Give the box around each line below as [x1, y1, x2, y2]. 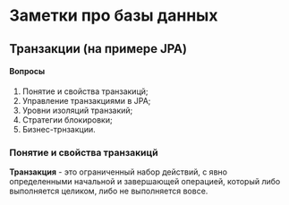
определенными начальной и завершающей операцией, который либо [9, 176, 281, 187]
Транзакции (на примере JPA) [9, 41, 188, 56]
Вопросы [9, 66, 46, 77]
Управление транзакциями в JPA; [21, 95, 151, 106]
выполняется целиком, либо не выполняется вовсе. [9, 185, 208, 197]
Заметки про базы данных [9, 5, 218, 26]
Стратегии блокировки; [21, 114, 114, 125]
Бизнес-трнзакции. [21, 124, 96, 134]
